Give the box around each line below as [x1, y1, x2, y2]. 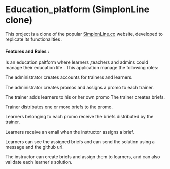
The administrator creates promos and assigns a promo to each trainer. [5, 85, 154, 91]
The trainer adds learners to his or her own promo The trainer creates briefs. [5, 94, 165, 100]
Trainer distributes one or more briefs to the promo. [5, 104, 113, 110]
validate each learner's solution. [5, 159, 73, 165]
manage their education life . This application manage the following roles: [5, 65, 159, 71]
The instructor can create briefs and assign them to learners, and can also [5, 154, 160, 160]
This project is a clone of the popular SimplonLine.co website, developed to [5, 31, 163, 37]
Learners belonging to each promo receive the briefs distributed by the [5, 114, 154, 120]
